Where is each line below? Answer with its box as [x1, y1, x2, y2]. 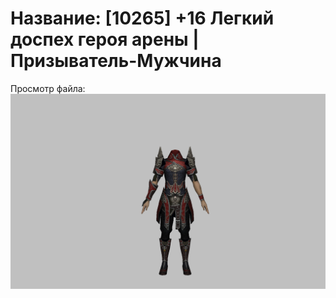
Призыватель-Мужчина [10, 50, 222, 72]
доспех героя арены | [10, 28, 200, 51]
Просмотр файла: [10, 82, 86, 94]
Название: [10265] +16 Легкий [10, 7, 275, 30]
